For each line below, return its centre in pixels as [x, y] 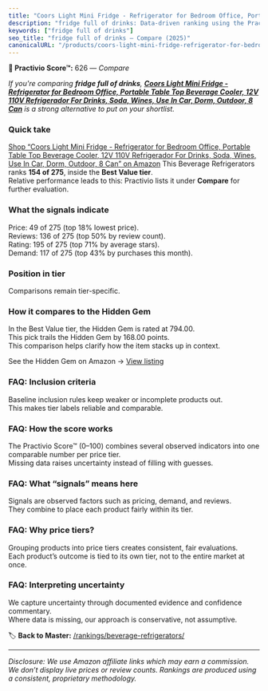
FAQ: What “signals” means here [73, 484]
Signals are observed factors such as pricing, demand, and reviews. [120, 501]
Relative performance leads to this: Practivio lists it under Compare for [124, 181]
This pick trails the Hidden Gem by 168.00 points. [89, 338]
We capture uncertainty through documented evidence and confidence [125, 602]
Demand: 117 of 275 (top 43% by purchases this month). [100, 253]
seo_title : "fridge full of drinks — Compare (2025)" [100, 38]
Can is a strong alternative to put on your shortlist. [92, 109]
